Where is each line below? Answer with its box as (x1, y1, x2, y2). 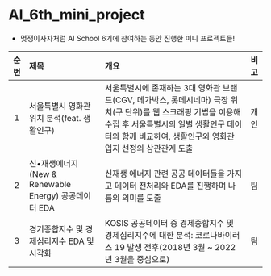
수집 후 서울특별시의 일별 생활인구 (104, 119, 226, 130)
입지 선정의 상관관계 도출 (104, 143, 194, 154)
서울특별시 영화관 (28, 100, 91, 111)
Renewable (28, 178, 71, 190)
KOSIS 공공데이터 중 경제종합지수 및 (104, 217, 234, 228)
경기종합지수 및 (28, 224, 84, 235)
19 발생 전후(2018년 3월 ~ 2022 (114, 241, 236, 253)
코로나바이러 (194, 229, 240, 240)
